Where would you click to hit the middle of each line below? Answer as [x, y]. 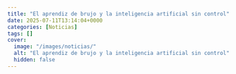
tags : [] [20, 33]
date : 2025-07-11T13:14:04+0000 [55, 20]
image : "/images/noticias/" [55, 47]
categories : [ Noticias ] [43, 27]
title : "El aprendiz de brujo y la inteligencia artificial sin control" [119, 14]
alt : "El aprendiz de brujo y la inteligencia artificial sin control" [122, 54]
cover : [17, 40]
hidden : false [34, 60]
